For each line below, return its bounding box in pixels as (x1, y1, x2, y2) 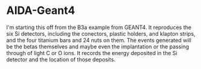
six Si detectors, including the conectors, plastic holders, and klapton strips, (6, 30, 196, 37)
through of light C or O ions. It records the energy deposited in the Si (6, 49, 177, 56)
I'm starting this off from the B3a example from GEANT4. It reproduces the (6, 24, 192, 31)
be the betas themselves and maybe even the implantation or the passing (6, 43, 189, 50)
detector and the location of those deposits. (6, 56, 116, 63)
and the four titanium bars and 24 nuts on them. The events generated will (6, 36, 192, 44)
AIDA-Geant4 (6, 4, 76, 18)
